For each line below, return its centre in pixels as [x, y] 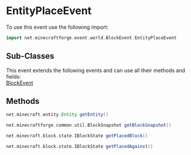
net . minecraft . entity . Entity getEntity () [57, 115]
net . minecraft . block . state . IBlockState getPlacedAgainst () [80, 147]
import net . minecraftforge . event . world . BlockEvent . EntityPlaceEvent [91, 38]
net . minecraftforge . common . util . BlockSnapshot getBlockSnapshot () [89, 125]
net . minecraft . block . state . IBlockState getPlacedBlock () [77, 136]
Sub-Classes [30, 56]
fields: [14, 76]
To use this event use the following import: [57, 27]
